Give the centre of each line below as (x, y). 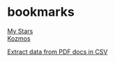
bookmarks (41, 12)
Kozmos (19, 38)
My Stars (20, 31)
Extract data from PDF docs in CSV (58, 52)
